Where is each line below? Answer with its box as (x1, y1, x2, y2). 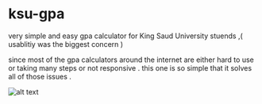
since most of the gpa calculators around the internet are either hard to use (8, 55, 254, 64)
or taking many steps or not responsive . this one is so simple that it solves (8, 63, 252, 72)
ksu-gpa (8, 5, 65, 23)
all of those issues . (8, 71, 71, 81)
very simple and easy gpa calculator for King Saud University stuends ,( (8, 31, 244, 40)
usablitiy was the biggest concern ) (8, 39, 124, 48)
